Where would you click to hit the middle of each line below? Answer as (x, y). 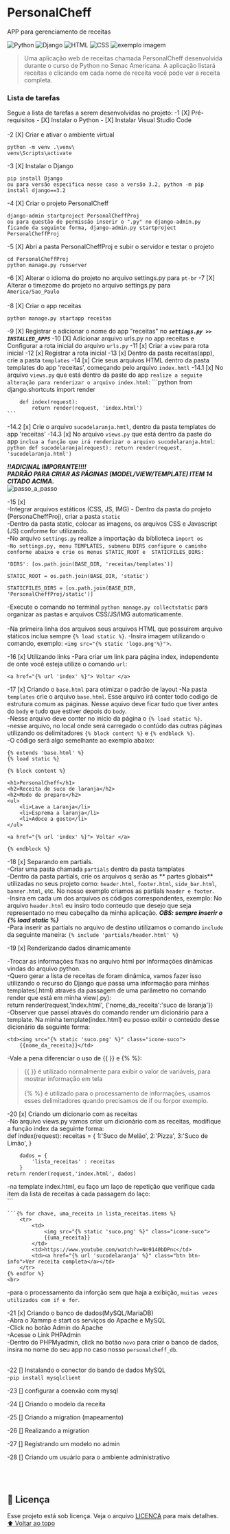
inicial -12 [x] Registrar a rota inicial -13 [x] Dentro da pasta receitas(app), (111, 353)
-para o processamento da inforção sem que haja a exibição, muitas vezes (113, 1292)
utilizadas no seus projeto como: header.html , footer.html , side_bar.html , (112, 884)
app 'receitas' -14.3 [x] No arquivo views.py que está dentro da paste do (109, 434)
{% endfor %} (26, 1274)
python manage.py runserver (47, 266)
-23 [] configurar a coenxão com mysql (63, 1391)
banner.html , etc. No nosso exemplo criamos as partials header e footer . (111, 891)
